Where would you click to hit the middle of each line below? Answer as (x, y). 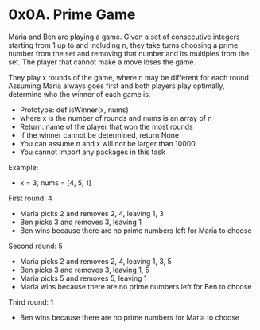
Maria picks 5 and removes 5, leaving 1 (83, 278)
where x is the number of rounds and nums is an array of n (116, 118)
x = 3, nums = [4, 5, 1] (55, 182)
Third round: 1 (31, 302)
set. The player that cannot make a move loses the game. (102, 62)
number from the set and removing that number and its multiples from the (129, 53)
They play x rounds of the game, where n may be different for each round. (130, 77)
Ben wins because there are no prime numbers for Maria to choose (130, 317)
